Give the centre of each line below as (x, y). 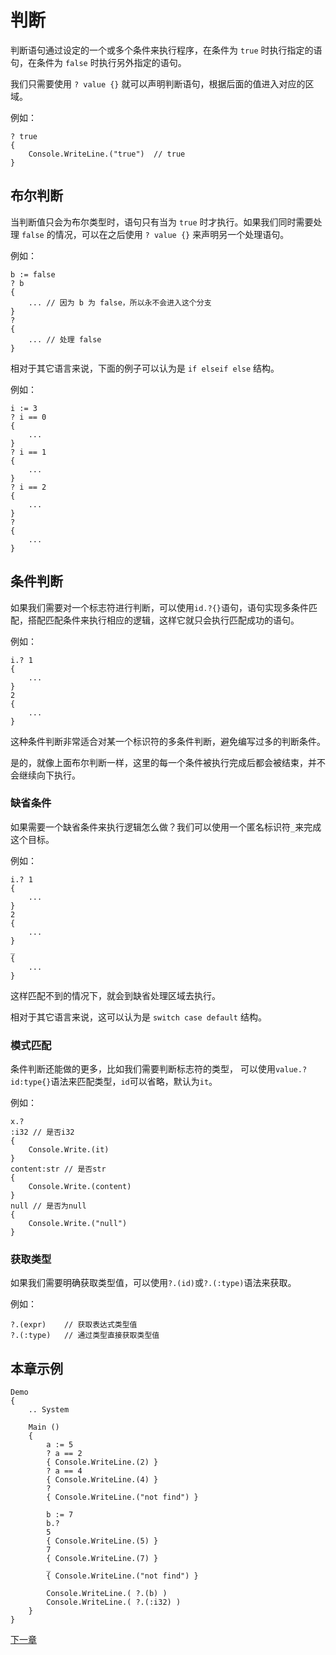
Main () (44, 1427)
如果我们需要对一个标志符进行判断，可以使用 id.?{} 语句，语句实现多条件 (159, 607)
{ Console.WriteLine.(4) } (102, 1480)
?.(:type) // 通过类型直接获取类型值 (85, 1336)
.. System (49, 1410)
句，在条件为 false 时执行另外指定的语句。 (98, 62)
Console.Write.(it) (69, 1150)
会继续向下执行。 (45, 775)
